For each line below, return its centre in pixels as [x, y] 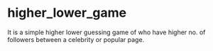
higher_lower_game [67, 13]
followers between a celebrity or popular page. [76, 39]
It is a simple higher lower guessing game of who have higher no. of [106, 32]
